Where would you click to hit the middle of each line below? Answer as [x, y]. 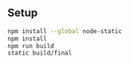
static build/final [40, 53]
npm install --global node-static [65, 31]
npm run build [31, 46]
